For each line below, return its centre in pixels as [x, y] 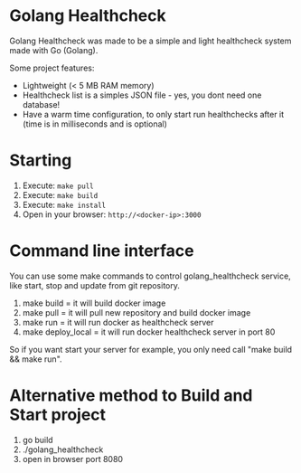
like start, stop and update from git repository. [95, 285]
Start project [58, 415]
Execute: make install [64, 204]
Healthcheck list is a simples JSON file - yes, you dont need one [142, 95]
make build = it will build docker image [94, 303]
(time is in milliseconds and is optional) [94, 124]
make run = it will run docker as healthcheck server [118, 322]
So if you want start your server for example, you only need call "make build [150, 349]
